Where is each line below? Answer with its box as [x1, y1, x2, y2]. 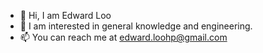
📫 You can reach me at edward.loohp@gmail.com [19, 31, 228, 43]
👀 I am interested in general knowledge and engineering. [19, 20, 253, 32]
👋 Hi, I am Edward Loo [19, 10, 112, 21]
